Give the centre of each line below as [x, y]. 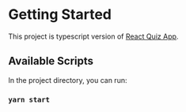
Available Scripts [51, 61]
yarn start [29, 99]
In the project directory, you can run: [68, 80]
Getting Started [60, 15]
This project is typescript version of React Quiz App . [93, 36]
